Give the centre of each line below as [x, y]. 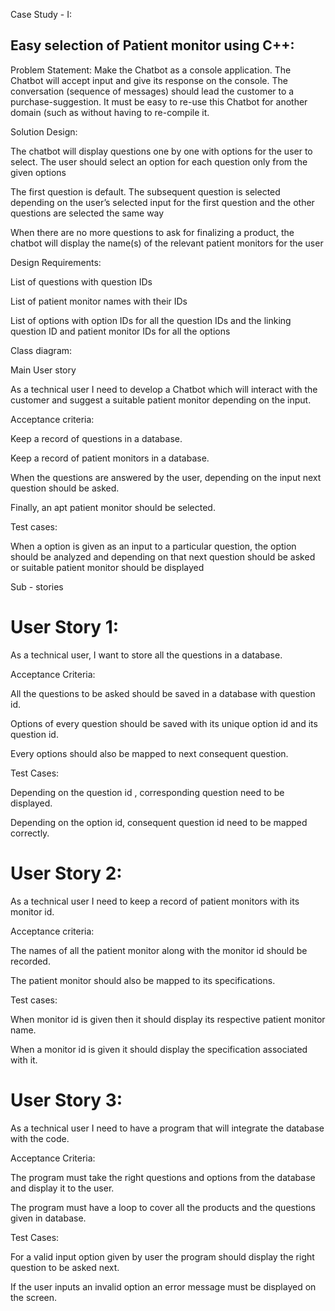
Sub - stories [37, 586]
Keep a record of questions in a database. [96, 438]
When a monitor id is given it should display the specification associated [159, 1049]
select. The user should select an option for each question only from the [159, 161]
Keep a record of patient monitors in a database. [110, 458]
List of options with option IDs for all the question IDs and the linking [151, 320]
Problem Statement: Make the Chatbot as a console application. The [151, 70]
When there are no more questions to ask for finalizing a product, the [152, 232]
